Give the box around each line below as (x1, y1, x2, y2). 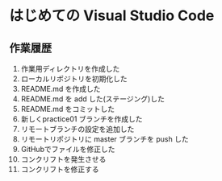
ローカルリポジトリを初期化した (20, 74, 128, 84)
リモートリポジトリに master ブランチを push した (20, 134, 189, 144)
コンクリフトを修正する (20, 165, 99, 174)
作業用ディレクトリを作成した (20, 64, 120, 73)
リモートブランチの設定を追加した (20, 125, 135, 134)
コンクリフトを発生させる (20, 154, 107, 164)
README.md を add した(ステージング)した (20, 94, 165, 104)
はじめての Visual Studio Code (9, 6, 215, 25)
